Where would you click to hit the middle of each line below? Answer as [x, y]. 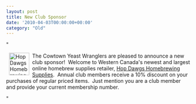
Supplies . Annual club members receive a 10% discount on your [110, 75]
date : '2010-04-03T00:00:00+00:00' [50, 22]
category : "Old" [26, 28]
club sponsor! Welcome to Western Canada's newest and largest [111, 62]
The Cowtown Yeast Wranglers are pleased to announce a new [108, 56]
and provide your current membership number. [62, 87]
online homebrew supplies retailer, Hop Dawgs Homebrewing [106, 69]
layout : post [22, 11]
